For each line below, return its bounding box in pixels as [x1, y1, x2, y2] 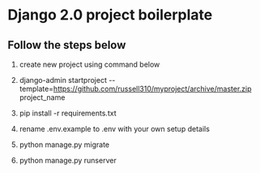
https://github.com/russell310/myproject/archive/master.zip [53, 84, 252, 93]
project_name [19, 93, 66, 102]
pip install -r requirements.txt [19, 108, 117, 118]
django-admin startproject [19, 76, 107, 84]
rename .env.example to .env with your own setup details [19, 124, 210, 133]
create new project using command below [19, 59, 160, 69]
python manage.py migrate [19, 140, 110, 149]
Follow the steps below [7, 38, 126, 52]
